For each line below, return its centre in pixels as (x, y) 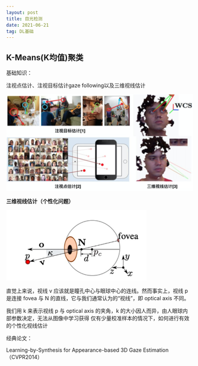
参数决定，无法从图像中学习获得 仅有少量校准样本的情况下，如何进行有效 (100, 318)
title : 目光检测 (24, 19)
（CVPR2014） (24, 357)
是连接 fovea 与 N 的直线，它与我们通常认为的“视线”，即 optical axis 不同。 (98, 298)
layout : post (22, 12)
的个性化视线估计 (27, 325)
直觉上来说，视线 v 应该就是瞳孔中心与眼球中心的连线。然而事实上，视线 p (97, 291)
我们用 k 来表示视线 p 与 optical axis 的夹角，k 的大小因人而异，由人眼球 (95, 310)
